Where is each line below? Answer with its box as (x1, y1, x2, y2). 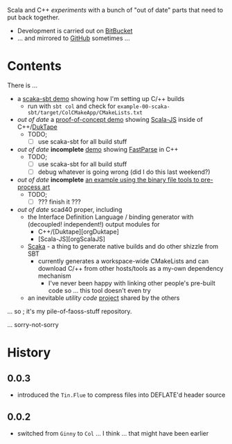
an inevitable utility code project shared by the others (27, 294, 180, 302)
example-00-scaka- (117, 103, 170, 110)
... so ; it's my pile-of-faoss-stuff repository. (7, 308, 132, 316)
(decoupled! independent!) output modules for (27, 220, 161, 229)
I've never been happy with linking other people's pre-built (48, 279, 216, 287)
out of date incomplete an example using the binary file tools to (17, 176, 199, 184)
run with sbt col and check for (27, 102, 116, 110)
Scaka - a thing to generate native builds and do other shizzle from (27, 242, 219, 251)
